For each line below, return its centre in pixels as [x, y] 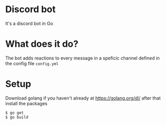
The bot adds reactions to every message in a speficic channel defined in [82, 58]
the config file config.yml [32, 63]
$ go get [15, 113]
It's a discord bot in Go [29, 23]
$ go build [17, 117]
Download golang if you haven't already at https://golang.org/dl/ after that [83, 98]
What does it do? [42, 44]
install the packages [26, 103]
